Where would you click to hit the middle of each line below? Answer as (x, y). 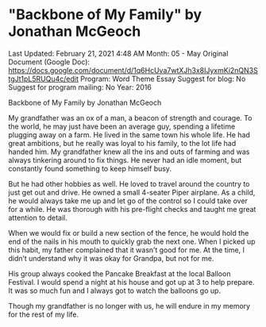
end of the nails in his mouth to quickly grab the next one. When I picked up (132, 241)
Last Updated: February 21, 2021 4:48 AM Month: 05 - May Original (118, 53)
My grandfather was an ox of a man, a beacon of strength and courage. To (130, 117)
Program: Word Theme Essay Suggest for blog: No (163, 79)
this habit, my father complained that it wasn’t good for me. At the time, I (126, 250)
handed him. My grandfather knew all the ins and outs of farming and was (129, 152)
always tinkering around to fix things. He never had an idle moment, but (125, 160)
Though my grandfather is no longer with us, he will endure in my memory (129, 306)
